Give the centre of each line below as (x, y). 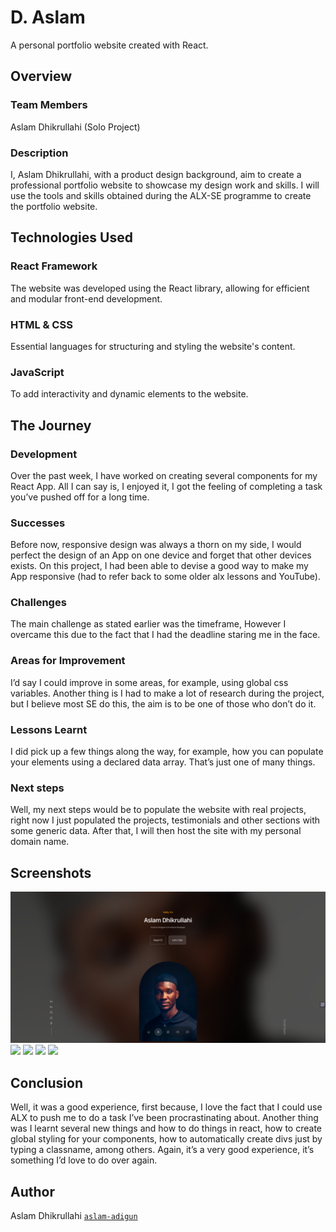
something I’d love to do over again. (84, 1160)
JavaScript (37, 372)
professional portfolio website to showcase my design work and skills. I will (165, 185)
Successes (38, 523)
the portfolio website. (54, 206)
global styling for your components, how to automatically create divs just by (166, 1139)
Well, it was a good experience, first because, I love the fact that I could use (166, 1107)
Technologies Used (71, 237)
